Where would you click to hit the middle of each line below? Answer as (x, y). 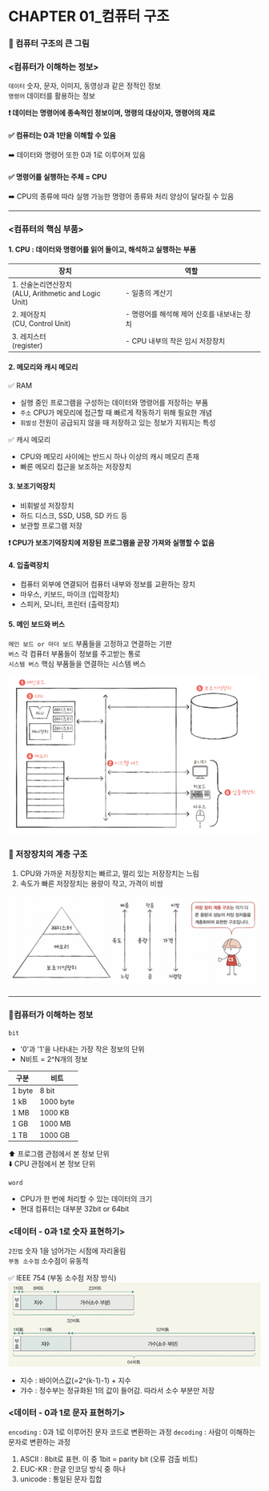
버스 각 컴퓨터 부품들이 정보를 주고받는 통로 (75, 653)
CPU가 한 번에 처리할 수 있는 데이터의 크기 (86, 1199)
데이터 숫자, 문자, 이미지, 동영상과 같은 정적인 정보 (85, 86)
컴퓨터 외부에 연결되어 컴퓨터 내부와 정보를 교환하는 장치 (108, 585)
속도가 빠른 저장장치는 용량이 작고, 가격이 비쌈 (92, 883)
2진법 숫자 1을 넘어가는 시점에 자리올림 (67, 1251)
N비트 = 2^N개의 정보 (54, 1059)
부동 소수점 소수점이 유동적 (48, 1260)
